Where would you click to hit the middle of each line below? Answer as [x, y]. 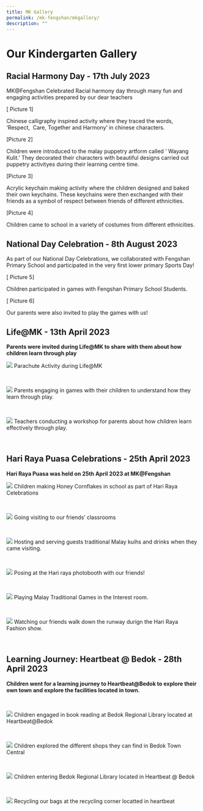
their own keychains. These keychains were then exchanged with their [95, 195]
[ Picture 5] [20, 277]
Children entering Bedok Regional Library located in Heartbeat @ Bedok [104, 776]
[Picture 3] [20, 176]
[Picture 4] [20, 213]
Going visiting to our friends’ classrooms [65, 517]
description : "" [27, 23]
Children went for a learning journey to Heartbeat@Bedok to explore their [102, 684]
